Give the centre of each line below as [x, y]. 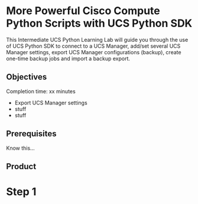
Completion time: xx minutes [41, 91]
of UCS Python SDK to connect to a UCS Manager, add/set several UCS [93, 46]
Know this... [20, 148]
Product [21, 166]
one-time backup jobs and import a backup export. [68, 58]
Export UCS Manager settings [51, 103]
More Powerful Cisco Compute [83, 11]
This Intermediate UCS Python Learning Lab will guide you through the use [97, 40]
